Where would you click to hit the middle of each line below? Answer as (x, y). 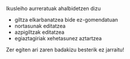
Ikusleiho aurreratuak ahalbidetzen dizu (53, 8)
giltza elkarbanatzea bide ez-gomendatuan (66, 20)
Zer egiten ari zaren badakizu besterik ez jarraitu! (65, 50)
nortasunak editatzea (40, 26)
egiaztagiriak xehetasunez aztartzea (58, 38)
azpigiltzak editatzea (39, 32)
